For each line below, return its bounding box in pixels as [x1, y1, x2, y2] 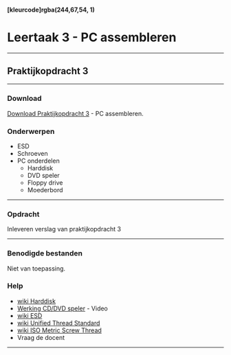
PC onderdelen [16, 157, 60, 165]
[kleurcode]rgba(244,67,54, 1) [7, 5, 95, 14]
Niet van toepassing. [7, 264, 66, 273]
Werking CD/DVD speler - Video [16, 304, 109, 312]
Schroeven [16, 149, 48, 157]
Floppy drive [27, 179, 63, 187]
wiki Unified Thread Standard [16, 319, 100, 327]
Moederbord [27, 185, 63, 194]
